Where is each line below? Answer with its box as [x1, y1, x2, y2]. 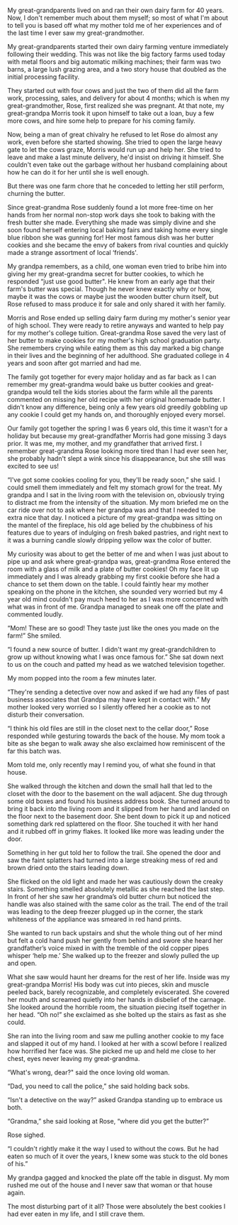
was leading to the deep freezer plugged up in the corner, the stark [7, 908, 203, 915]
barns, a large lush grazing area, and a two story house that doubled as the [7, 65, 227, 73]
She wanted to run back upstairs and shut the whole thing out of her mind [7, 929, 223, 937]
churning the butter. [7, 190, 65, 197]
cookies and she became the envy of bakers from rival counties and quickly [7, 241, 229, 249]
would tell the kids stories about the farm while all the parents [33, 388, 213, 396]
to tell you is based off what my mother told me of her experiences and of [7, 21, 222, 29]
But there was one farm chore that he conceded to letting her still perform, [7, 182, 225, 190]
